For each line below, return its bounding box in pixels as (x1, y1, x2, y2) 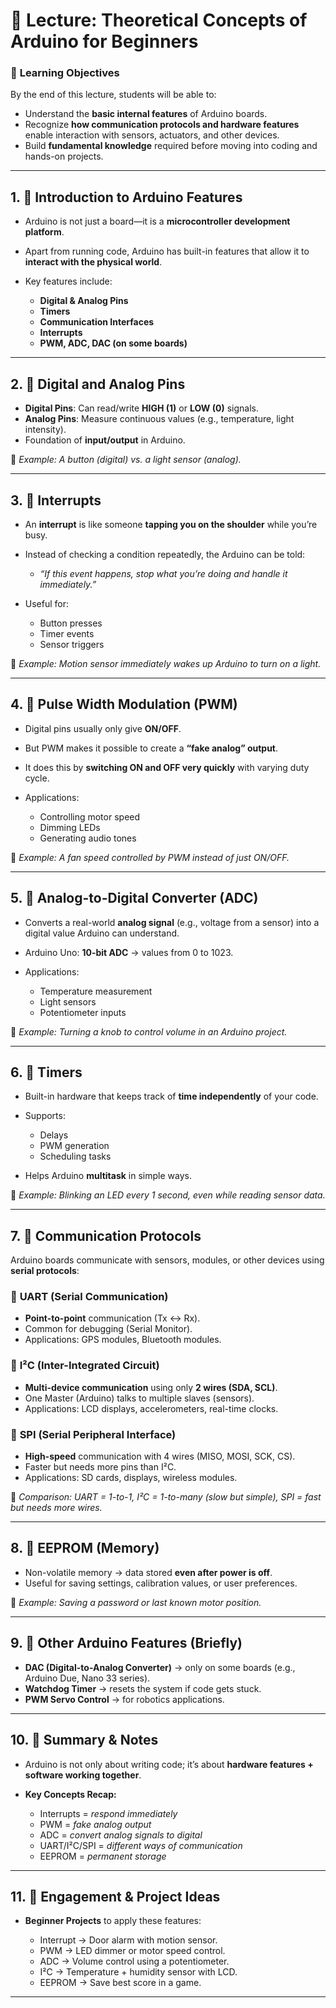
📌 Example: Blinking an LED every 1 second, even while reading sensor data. (10, 1189, 326, 1201)
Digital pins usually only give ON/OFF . (24, 722, 182, 734)
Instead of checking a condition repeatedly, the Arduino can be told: (24, 548, 306, 560)
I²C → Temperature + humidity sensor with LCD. (39, 1966, 238, 1978)
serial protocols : (10, 1265, 80, 1277)
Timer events (39, 627, 95, 639)
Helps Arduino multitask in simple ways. (24, 1170, 192, 1182)
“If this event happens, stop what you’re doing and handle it (39, 567, 288, 579)
